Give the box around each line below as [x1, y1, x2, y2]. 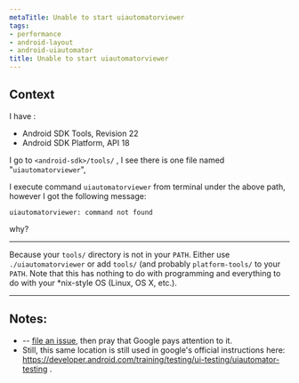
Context [9, 87, 55, 102]
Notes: [9, 312, 47, 327]
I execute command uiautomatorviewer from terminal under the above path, [9, 181, 287, 192]
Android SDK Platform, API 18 [21, 137, 131, 148]
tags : [9, 21, 29, 30]
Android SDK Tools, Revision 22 [21, 128, 139, 139]
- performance [9, 29, 62, 38]
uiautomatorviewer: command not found [9, 208, 153, 217]
